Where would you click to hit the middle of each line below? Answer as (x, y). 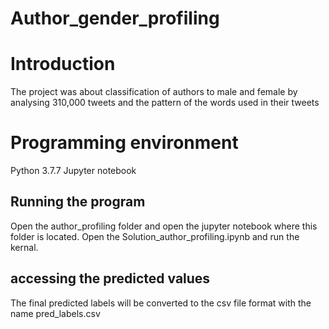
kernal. (24, 247)
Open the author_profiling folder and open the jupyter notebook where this (164, 226)
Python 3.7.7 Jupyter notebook (73, 171)
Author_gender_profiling (115, 18)
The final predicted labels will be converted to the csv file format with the (161, 303)
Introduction (63, 64)
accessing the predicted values (110, 278)
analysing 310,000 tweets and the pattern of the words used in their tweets (165, 103)
